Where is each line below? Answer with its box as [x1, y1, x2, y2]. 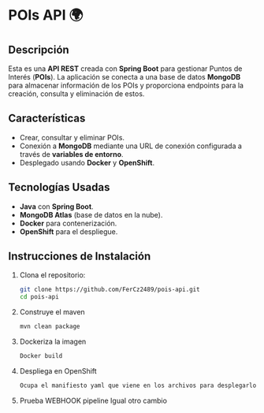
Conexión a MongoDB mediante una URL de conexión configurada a [19, 141, 243, 151]
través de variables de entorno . [19, 149, 124, 158]
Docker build [19, 352, 63, 360]
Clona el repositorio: [19, 270, 86, 280]
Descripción [8, 43, 69, 56]
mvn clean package [19, 322, 80, 331]
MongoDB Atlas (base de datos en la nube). [19, 210, 163, 219]
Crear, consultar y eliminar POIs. [19, 132, 125, 142]
